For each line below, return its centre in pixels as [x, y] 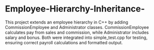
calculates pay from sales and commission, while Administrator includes [77, 32]
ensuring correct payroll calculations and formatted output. [64, 42]
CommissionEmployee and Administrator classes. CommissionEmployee [77, 27]
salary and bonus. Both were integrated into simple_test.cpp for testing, [76, 37]
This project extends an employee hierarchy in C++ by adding [67, 22]
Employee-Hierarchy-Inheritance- [75, 9]
